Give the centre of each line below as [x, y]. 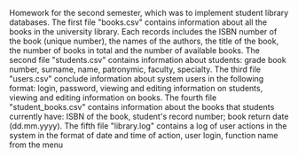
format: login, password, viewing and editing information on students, [136, 88]
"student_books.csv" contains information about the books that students [142, 107]
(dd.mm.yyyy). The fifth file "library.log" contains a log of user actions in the [148, 126]
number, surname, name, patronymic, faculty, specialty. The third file [135, 69]
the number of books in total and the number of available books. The [134, 51]
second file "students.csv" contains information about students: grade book [148, 60]
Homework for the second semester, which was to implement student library [149, 13]
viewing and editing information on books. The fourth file [113, 98]
